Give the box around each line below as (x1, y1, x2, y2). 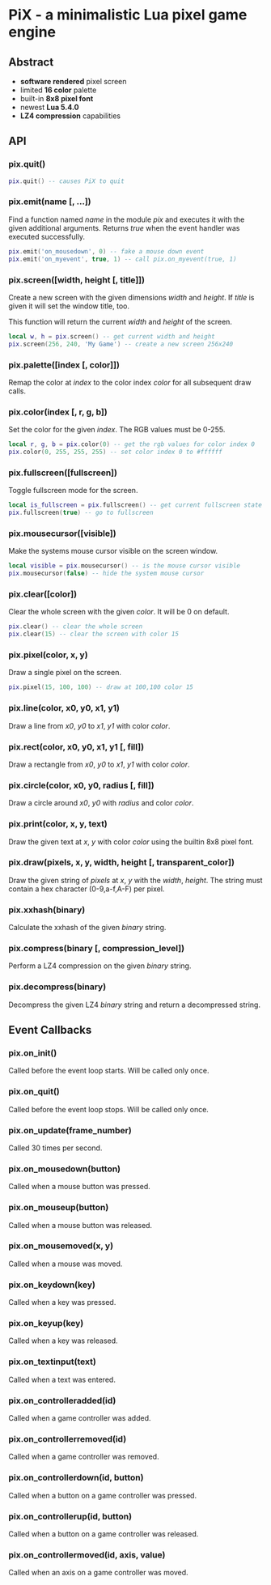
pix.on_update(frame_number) (8, 1124, 132, 1136)
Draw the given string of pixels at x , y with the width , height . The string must (8, 875, 263, 885)
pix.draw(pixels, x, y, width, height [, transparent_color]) (8, 856, 235, 868)
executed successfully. (8, 232, 85, 241)
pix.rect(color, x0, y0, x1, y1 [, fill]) (8, 741, 144, 752)
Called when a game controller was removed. (8, 1451, 159, 1462)
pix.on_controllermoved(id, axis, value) (8, 1549, 166, 1560)
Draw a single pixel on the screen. (8, 668, 121, 678)
